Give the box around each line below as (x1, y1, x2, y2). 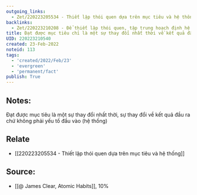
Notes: (6, 95, 31, 105)
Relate (6, 134, 30, 144)
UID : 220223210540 (6, 36, 51, 42)
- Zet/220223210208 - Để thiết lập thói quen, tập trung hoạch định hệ (11, 25, 191, 31)
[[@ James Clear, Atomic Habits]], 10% (14, 182, 109, 189)
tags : (6, 52, 19, 58)
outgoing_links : (6, 8, 46, 15)
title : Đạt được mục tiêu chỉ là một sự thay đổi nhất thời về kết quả (6, 30, 185, 36)
